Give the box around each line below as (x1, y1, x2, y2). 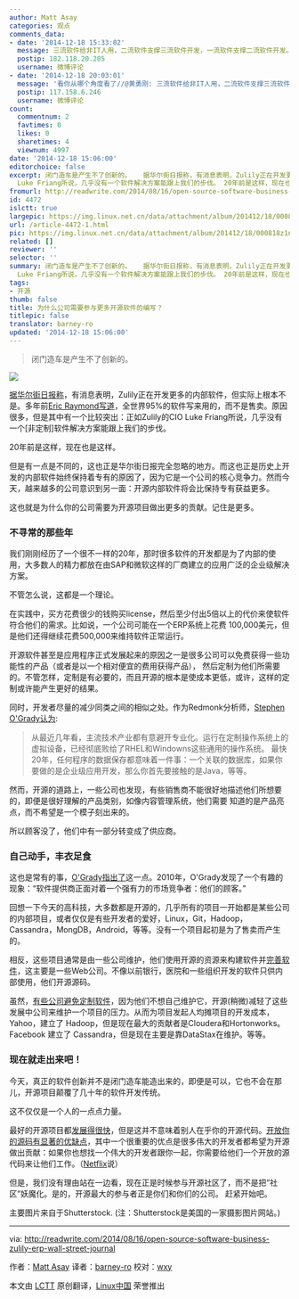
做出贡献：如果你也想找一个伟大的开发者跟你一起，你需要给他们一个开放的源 (9, 1147, 290, 1157)
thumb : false (9, 295, 58, 304)
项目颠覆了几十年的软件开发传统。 (39, 1087, 166, 1098)
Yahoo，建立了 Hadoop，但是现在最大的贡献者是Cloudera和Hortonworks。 (9, 1018, 286, 1029)
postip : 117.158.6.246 (17, 87, 101, 96)
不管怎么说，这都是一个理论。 (9, 589, 118, 600)
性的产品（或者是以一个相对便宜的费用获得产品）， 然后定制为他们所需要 (16, 661, 280, 671)
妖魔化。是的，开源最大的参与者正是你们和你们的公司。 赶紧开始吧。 (20, 1188, 273, 1199)
